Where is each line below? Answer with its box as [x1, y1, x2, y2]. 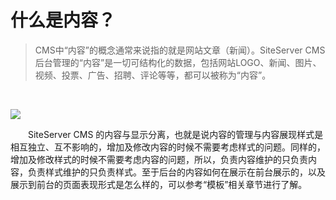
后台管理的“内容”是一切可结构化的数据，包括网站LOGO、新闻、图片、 [34, 56, 322, 68]
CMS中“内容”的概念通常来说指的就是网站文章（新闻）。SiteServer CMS [34, 44, 326, 56]
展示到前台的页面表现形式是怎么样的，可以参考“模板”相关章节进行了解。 [10, 178, 308, 190]
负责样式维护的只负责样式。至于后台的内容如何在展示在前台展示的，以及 [27, 166, 326, 178]
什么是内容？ [10, 9, 117, 32]
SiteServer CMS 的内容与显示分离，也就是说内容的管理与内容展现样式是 [28, 128, 324, 140]
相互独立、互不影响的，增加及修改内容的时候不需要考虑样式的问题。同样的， [10, 141, 326, 153]
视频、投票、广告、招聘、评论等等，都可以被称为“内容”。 [34, 69, 272, 81]
